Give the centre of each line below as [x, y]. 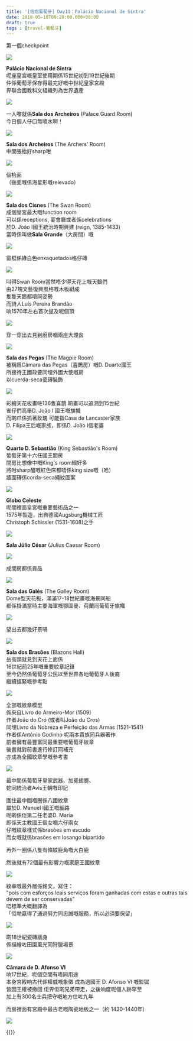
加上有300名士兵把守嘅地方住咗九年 [50, 997]
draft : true [21, 22]
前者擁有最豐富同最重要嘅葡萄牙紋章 [50, 742]
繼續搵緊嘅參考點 [27, 682]
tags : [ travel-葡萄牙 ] [34, 28]
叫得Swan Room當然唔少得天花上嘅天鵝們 [57, 282]
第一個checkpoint [27, 46]
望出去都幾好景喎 [27, 630]
